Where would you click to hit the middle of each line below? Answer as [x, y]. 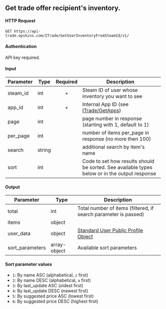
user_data [19, 233]
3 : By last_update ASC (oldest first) [48, 286]
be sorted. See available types [117, 167]
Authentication [21, 46]
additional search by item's [113, 147]
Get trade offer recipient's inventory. [63, 8]
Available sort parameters [107, 248]
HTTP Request [20, 21]
